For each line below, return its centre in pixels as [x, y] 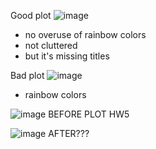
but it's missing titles [67, 56]
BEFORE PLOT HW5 [89, 114]
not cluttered [51, 45]
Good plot [31, 15]
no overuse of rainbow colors [85, 34]
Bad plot [27, 75]
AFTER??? [69, 133]
